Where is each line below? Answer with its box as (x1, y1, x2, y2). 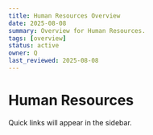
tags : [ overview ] (8, 34, 67, 43)
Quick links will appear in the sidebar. (8, 117, 133, 127)
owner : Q (8, 49, 38, 57)
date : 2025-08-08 (8, 19, 67, 27)
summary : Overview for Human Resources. (8, 27, 147, 35)
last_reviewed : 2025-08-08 (8, 57, 99, 65)
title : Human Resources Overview (8, 11, 121, 20)
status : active (8, 42, 60, 50)
